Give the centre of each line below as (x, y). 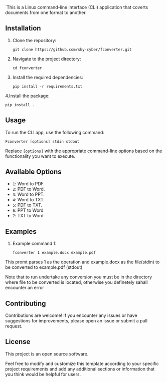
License (18, 342)
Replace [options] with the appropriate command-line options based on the (84, 151)
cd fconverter (27, 68)
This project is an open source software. (47, 354)
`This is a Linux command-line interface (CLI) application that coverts (77, 7)
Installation (23, 28)
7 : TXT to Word (28, 216)
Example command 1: (34, 244)
